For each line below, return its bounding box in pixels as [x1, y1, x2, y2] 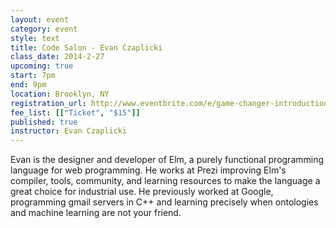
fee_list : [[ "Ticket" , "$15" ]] [10, 107, 141, 118]
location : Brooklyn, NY [10, 89, 110, 99]
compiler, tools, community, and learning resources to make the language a [10, 175, 321, 187]
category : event [10, 24, 78, 34]
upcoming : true [10, 61, 74, 71]
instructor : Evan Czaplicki [10, 126, 128, 136]
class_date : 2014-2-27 [10, 52, 105, 62]
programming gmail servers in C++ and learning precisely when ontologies [10, 196, 319, 208]
